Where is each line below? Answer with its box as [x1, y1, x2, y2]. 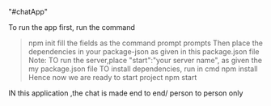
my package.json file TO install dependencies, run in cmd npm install [28, 64, 258, 74]
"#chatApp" [8, 7, 49, 16]
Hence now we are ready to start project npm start [28, 73, 197, 82]
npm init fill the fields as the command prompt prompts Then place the [28, 38, 263, 48]
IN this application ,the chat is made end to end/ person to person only [8, 88, 243, 98]
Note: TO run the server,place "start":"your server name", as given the [28, 56, 263, 65]
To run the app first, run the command [8, 23, 136, 32]
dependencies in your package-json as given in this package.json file [28, 47, 260, 56]
